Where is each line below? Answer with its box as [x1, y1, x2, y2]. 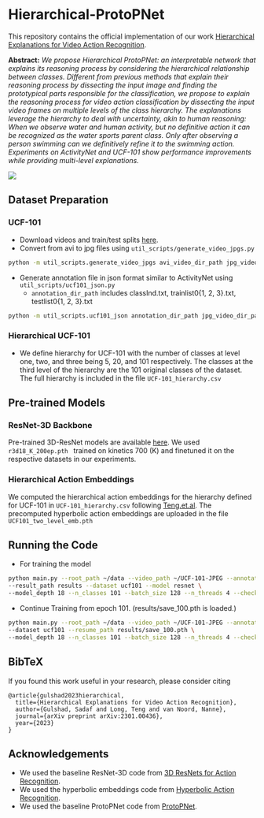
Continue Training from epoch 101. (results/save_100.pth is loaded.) [19, 604, 237, 613]
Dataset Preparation [8, 193, 108, 206]
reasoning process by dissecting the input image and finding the [8, 80, 218, 90]
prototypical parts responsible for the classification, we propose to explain [8, 88, 250, 98]
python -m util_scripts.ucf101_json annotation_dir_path [8, 311, 199, 320]
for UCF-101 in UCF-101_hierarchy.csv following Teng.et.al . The [8, 500, 212, 510]
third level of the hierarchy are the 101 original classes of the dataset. [19, 365, 243, 374]
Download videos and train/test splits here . [19, 235, 159, 244]
